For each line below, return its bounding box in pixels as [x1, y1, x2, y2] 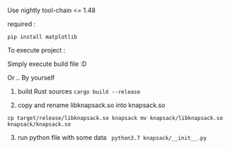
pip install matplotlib [7, 33, 78, 40]
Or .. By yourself [7, 74, 55, 82]
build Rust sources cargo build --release [17, 87, 141, 95]
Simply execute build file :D [7, 60, 87, 68]
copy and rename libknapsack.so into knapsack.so [17, 101, 166, 109]
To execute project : [7, 46, 66, 54]
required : [7, 20, 36, 28]
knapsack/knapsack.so [7, 121, 71, 128]
